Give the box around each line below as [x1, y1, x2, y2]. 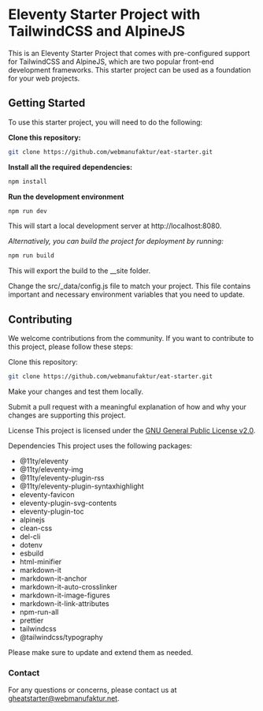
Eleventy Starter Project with [8, 6, 201, 24]
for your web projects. [8, 73, 80, 83]
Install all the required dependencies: [8, 162, 132, 171]
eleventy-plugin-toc [19, 507, 84, 516]
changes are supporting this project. [8, 410, 126, 420]
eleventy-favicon [19, 489, 75, 499]
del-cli [19, 531, 41, 541]
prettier [19, 616, 44, 625]
